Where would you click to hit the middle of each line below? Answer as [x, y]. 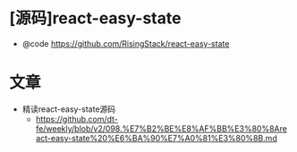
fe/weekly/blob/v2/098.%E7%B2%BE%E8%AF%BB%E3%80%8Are [161, 128]
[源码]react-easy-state [95, 18]
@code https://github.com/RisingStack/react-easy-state [126, 43]
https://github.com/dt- [77, 119]
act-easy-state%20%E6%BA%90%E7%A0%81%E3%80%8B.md [156, 138]
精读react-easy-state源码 [69, 109]
